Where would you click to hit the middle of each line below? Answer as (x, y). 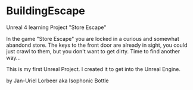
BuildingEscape (46, 11)
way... (13, 57)
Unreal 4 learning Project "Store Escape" (56, 27)
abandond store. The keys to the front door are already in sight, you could (97, 45)
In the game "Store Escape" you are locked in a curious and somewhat (93, 38)
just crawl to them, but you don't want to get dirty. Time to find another (93, 51)
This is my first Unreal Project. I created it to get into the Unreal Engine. (93, 69)
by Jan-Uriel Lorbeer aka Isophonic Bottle (57, 81)
